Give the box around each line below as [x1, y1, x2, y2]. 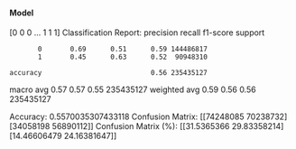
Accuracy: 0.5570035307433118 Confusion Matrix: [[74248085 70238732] [9, 111, 288, 122]
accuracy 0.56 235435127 [9, 69, 208, 78]
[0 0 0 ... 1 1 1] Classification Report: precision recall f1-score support [9, 27, 265, 38]
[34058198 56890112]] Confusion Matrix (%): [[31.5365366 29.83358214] [9, 121, 284, 132]
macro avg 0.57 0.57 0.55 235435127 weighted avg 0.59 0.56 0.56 [9, 84, 256, 95]
